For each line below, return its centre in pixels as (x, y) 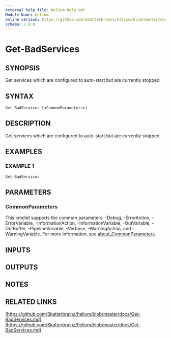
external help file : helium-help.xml (45, 10)
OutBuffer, (16, 229)
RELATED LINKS (31, 302)
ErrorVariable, (20, 223)
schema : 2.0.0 (20, 24)
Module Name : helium (27, 15)
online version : (22, 19)
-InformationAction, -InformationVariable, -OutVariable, (93, 223)
